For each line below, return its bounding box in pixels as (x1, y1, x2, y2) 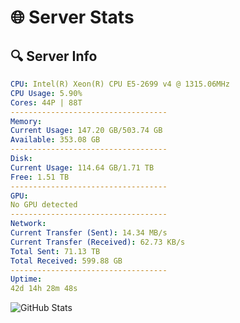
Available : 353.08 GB (10, 135, 101, 145)
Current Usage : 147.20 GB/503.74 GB (10, 126, 163, 136)
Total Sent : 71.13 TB (10, 246, 101, 256)
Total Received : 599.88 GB (10, 256, 123, 266)
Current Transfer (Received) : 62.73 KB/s (10, 237, 186, 247)
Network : (10, 219, 47, 229)
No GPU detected (10, 200, 78, 210)
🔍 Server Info (10, 47, 98, 65)
